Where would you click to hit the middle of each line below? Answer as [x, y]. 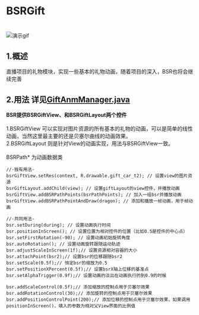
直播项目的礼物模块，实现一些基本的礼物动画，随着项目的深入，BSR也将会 [97, 72]
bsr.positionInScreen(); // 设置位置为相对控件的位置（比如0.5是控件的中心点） [97, 231]
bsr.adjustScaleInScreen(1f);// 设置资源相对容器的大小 [72, 250]
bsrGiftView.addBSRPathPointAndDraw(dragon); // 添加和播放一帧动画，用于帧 [97, 201]
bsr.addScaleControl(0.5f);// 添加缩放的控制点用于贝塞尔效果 [78, 287]
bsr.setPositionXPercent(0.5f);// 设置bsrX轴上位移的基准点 [78, 269]
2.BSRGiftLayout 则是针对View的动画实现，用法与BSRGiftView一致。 [90, 143]
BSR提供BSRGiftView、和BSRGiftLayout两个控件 [67, 115]
